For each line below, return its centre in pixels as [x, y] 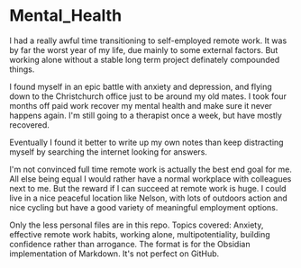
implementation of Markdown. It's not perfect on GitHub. [114, 254]
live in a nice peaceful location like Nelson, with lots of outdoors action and [148, 198]
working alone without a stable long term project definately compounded [145, 59]
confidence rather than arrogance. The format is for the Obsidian [130, 244]
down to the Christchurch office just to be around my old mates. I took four [148, 96]
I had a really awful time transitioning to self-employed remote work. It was [148, 40]
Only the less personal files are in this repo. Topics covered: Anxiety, [137, 225]
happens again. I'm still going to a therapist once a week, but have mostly [146, 115]
